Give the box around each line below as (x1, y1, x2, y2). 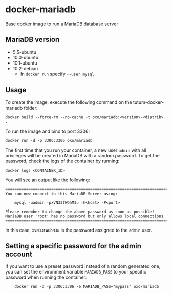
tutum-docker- (133, 99, 164, 106)
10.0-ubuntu (12, 54, 39, 60)
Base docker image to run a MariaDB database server (5, 20, 119, 27)
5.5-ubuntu (12, 49, 37, 55)
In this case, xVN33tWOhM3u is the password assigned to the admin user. (5, 227, 153, 233)
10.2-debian (12, 65, 38, 71)
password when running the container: (5, 274, 87, 280)
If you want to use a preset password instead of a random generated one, (5, 263, 161, 269)
